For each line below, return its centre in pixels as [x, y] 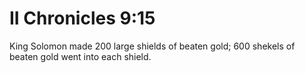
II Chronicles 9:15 [82, 18]
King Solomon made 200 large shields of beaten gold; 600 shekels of [152, 46]
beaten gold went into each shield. [80, 56]
